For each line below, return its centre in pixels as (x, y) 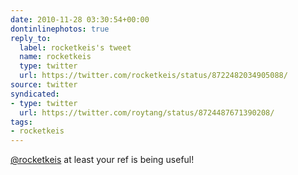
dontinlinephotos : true (60, 29)
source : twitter (44, 85)
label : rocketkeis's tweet (75, 47)
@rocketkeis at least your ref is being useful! (102, 160)
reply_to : (31, 38)
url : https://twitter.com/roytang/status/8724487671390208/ (147, 112)
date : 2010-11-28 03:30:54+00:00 (80, 19)
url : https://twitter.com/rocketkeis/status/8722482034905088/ (153, 76)
